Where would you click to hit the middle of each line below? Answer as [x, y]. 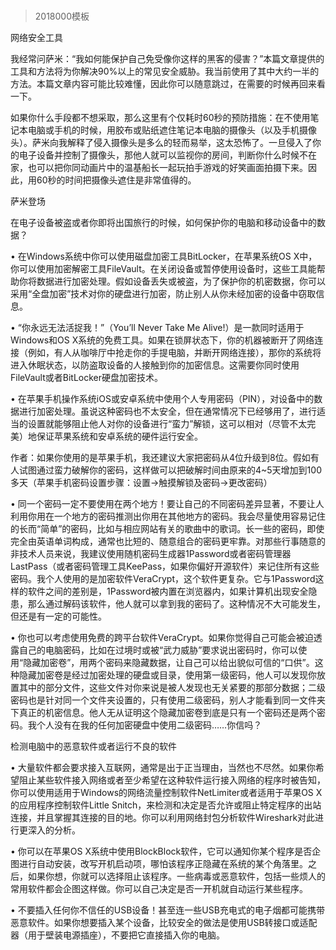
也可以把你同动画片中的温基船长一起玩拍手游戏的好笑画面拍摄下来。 [167, 168]
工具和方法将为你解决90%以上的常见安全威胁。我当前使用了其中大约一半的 [165, 71]
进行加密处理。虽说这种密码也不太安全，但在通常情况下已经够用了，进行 [167, 411]
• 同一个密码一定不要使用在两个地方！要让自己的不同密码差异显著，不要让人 [167, 504]
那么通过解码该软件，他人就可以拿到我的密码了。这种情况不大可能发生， [176, 604]
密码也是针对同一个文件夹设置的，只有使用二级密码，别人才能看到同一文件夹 [168, 700]
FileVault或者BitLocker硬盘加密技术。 [87, 378]
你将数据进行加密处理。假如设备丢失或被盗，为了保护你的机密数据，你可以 [172, 281]
